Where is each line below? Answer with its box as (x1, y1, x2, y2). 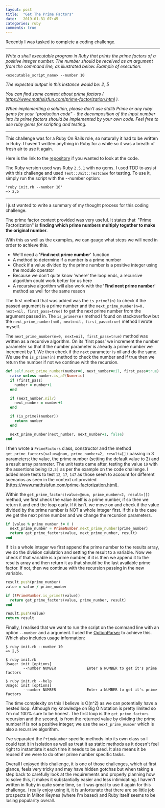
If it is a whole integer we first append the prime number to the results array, (5, 544, 160, 550)
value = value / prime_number (5, 584, 68, 589)
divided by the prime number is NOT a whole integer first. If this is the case (5, 507, 157, 513)
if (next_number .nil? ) (10, 396, 56, 401)
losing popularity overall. (5, 798, 55, 804)
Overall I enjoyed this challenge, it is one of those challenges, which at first (5, 761, 157, 767)
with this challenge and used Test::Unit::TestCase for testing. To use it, (5, 170, 151, 176)
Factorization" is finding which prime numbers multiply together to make (5, 222, 156, 228)
